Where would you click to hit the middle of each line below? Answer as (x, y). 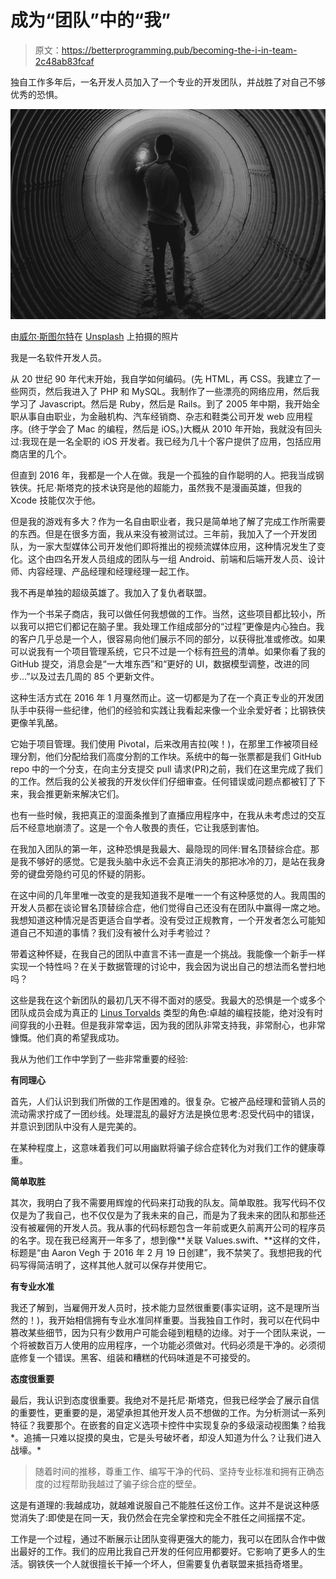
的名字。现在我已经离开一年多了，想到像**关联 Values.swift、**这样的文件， (168, 1240)
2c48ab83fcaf (64, 61)
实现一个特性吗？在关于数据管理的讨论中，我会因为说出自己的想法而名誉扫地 (168, 966)
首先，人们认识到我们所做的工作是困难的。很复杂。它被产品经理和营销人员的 (168, 1101)
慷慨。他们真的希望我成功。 (67, 1037)
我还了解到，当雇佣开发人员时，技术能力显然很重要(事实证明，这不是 (152, 1307)
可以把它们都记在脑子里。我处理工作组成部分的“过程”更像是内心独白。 (172, 626)
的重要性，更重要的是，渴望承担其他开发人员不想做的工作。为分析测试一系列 (168, 1412)
